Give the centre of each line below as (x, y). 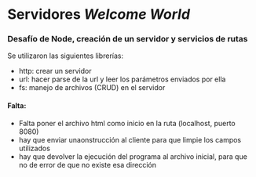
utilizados (34, 148)
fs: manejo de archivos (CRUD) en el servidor (92, 88)
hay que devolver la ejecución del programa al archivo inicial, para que (133, 156)
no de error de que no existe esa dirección (87, 164)
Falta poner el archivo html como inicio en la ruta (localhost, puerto (127, 123)
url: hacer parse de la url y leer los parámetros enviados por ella (122, 79)
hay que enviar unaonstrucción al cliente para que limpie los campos (130, 139)
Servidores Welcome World (99, 14)
